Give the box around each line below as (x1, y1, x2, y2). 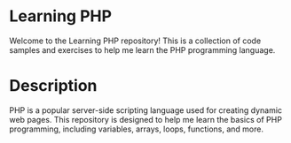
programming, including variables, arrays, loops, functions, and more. (9, 124, 264, 134)
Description (9, 76, 98, 96)
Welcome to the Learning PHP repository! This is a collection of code (9, 35, 262, 46)
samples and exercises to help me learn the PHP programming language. (9, 44, 276, 55)
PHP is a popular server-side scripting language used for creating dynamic (9, 104, 282, 116)
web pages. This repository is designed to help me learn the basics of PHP (9, 114, 282, 124)
